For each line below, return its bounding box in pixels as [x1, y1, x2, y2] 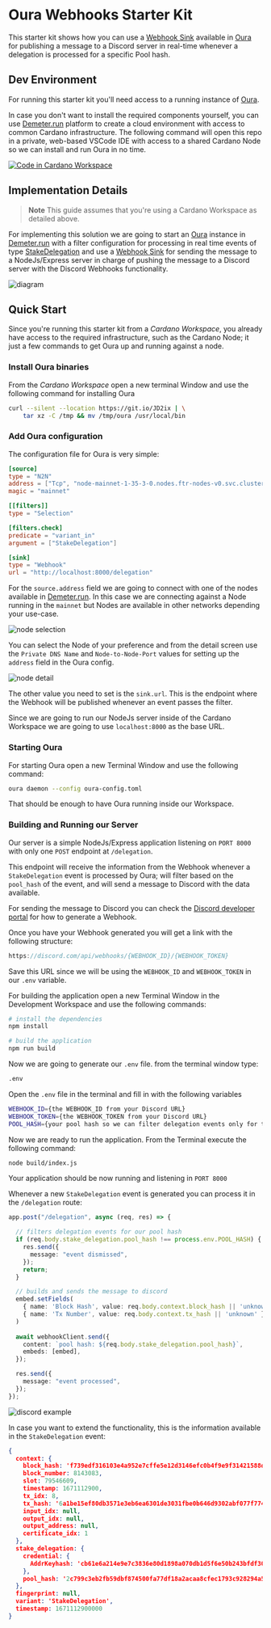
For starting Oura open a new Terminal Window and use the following [8, 760, 239, 770]
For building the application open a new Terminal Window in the [8, 990, 220, 1000]
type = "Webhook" [8, 561, 67, 569]
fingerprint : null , [15, 1590, 81, 1598]
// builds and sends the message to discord [15, 1288, 168, 1296]
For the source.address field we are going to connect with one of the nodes [8, 584, 258, 593]
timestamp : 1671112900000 [15, 1605, 103, 1613]
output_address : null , [23, 1522, 99, 1530]
